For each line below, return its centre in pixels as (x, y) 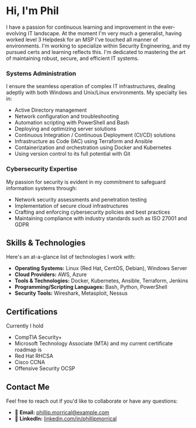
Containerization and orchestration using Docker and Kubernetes (93, 147)
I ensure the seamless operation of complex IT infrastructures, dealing (91, 86)
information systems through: (42, 188)
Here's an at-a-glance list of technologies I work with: (71, 257)
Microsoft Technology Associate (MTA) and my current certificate (94, 343)
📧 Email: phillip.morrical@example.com (62, 412)
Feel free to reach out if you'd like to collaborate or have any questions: (92, 401)
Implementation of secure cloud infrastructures (71, 205)
